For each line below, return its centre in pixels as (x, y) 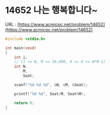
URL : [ (12, 24)
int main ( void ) (21, 48)
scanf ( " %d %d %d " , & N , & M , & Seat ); (51, 85)
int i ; (21, 57)
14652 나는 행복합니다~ (52, 10)
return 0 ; (24, 103)
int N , (21, 66)
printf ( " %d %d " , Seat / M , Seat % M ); (50, 94)
